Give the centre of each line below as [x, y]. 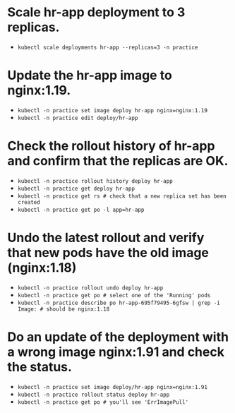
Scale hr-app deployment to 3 [96, 12]
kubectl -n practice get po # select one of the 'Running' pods [114, 295]
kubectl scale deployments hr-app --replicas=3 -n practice [108, 47]
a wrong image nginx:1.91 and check [116, 352]
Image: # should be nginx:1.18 [64, 309]
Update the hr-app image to [90, 76]
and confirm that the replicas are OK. [118, 161]
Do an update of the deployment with [118, 337]
